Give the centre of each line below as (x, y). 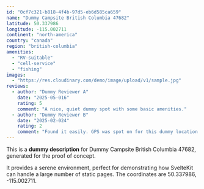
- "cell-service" (34, 63)
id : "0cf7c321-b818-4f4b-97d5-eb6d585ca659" (64, 12)
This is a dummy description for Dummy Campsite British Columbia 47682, (101, 149)
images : (16, 75)
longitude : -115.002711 (37, 29)
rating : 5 (30, 103)
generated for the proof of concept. (51, 156)
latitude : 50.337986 (33, 23)
